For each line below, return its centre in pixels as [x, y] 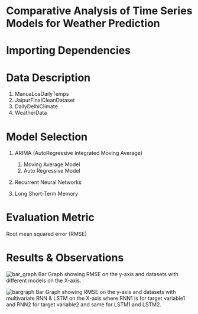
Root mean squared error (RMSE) [47, 234]
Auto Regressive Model [52, 171]
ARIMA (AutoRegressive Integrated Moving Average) [79, 153]
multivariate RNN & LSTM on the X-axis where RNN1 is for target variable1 [96, 298]
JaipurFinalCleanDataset [45, 100]
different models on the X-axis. [44, 281]
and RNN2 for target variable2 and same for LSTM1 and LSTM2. [84, 305]
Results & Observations [65, 258]
